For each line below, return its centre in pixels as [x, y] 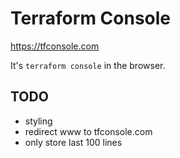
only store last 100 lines [73, 142]
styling [38, 121]
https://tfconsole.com [55, 46]
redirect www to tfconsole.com [88, 131]
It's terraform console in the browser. [88, 65]
